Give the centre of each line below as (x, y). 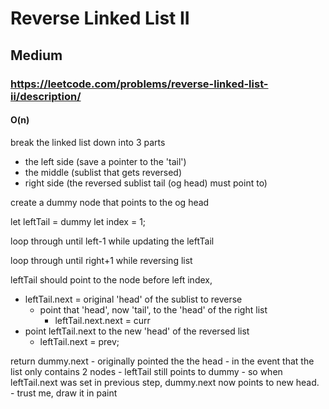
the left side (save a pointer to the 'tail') (105, 161)
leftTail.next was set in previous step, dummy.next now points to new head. (165, 382)
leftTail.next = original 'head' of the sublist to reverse (133, 299)
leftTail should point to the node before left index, (111, 279)
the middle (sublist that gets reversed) (103, 172)
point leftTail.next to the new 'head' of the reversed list (137, 331)
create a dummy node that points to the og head (110, 202)
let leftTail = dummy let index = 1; (78, 221)
